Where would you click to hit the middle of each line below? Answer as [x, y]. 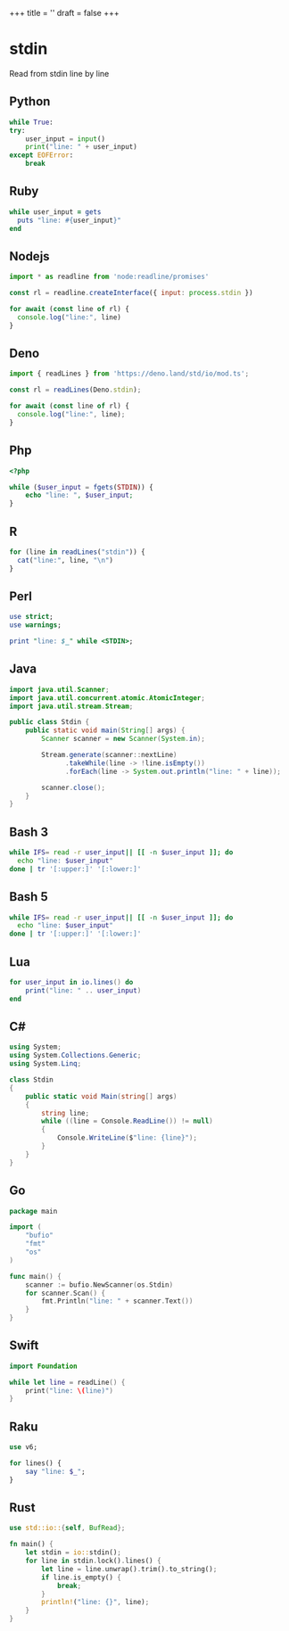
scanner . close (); [73, 787]
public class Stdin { [50, 722]
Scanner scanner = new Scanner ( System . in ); [123, 739]
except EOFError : [41, 155]
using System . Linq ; [45, 1064]
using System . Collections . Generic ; [75, 1056]
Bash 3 [29, 832]
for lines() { [36, 1463]
